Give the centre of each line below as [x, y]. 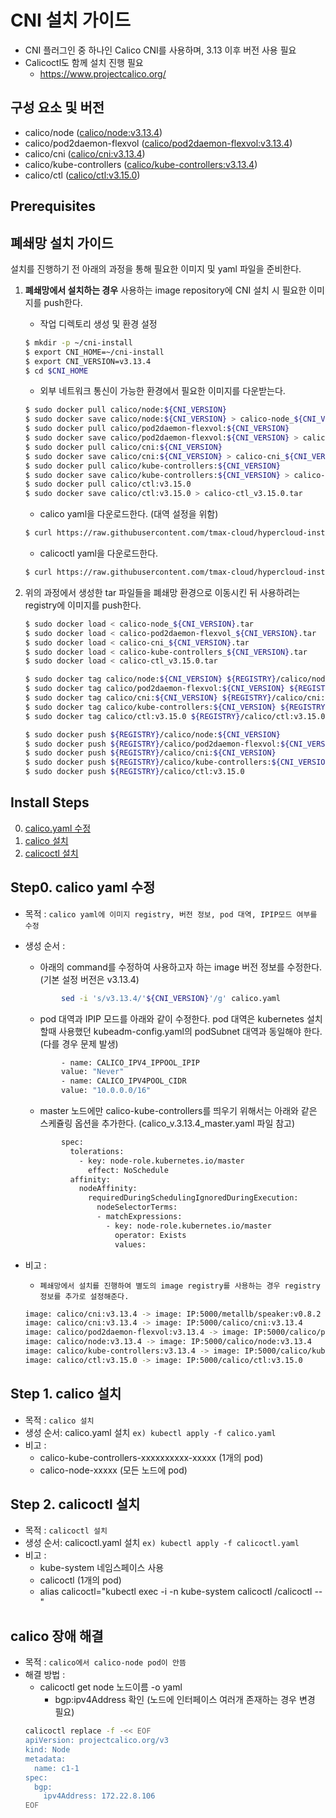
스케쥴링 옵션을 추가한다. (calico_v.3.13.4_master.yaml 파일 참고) [167, 1123]
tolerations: [97, 1151]
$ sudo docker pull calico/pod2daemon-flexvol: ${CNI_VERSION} [157, 429]
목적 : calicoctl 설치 [66, 1530]
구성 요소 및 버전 [57, 107]
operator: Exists [150, 1235]
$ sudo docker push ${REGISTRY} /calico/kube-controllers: [148, 762]
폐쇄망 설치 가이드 [62, 242]
